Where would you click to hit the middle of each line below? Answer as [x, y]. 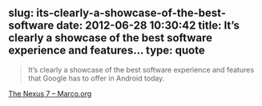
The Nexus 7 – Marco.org [50, 93]
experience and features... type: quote [107, 51]
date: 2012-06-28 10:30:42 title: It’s [148, 26]
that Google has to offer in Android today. [96, 78]
